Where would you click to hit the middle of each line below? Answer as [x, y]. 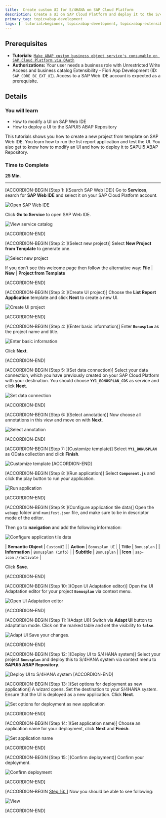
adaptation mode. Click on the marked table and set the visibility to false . [80, 626]
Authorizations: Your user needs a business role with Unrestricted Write [86, 65]
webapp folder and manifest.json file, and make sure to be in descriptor [77, 513]
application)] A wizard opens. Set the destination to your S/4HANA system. [82, 689]
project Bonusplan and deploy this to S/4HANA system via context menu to [81, 659]
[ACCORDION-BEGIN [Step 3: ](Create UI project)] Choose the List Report [81, 292]
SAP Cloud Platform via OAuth [43, 60]
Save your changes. [49, 635]
